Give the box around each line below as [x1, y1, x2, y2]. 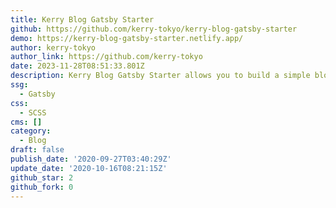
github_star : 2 [10, 172, 74, 183]
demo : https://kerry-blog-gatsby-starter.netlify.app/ [10, 33, 244, 43]
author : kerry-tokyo [10, 42, 97, 53]
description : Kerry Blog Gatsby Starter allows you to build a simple [10, 71, 311, 81]
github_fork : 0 [10, 182, 74, 192]
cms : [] [10, 117, 43, 127]
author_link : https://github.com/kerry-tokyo [10, 52, 203, 62]
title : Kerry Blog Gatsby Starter [10, 14, 155, 25]
